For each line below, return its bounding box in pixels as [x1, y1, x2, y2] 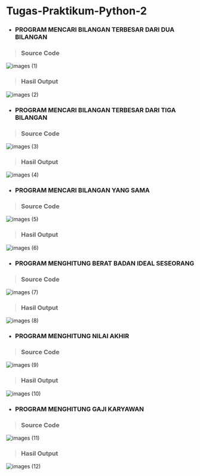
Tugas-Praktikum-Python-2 [6, 4, 147, 18]
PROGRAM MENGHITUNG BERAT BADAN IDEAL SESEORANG [14, 259, 195, 267]
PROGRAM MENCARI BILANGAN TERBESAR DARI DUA [14, 26, 175, 34]
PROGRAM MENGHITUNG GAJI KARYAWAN [14, 404, 144, 413]
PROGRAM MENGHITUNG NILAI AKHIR [14, 332, 130, 341]
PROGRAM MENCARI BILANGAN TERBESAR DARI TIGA [14, 106, 176, 114]
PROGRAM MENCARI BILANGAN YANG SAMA [14, 186, 150, 194]
